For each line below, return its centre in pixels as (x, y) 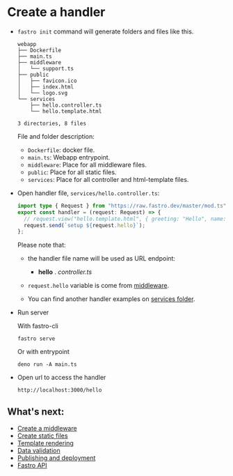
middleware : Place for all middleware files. (87, 164)
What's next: (36, 412)
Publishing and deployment (56, 458)
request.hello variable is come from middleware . (98, 286)
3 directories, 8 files (52, 123)
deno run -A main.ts (47, 364)
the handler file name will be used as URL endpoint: (102, 259)
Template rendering (46, 443)
